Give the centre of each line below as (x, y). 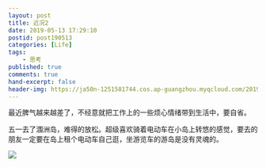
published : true (35, 67)
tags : (17, 52)
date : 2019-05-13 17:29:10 (53, 30)
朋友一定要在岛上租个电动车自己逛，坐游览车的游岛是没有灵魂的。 (116, 139)
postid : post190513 (40, 38)
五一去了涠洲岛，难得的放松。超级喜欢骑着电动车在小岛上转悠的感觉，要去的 (133, 129)
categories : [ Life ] (40, 45)
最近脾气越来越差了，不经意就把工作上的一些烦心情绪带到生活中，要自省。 (129, 112)
